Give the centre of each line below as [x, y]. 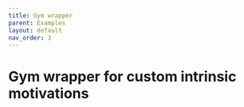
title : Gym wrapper [41, 15]
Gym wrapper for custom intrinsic [122, 77]
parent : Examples [37, 23]
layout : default [35, 30]
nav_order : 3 [30, 38]
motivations [49, 94]
